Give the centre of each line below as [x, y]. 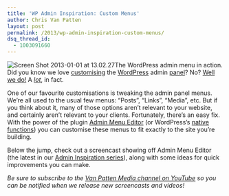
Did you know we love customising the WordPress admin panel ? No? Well [111, 72]
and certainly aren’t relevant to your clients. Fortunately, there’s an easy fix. [113, 115]
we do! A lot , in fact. [35, 79]
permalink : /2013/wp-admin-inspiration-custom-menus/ [86, 33]
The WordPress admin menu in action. [168, 65]
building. [20, 137]
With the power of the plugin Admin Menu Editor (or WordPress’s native [108, 122]
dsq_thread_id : [29, 39]
